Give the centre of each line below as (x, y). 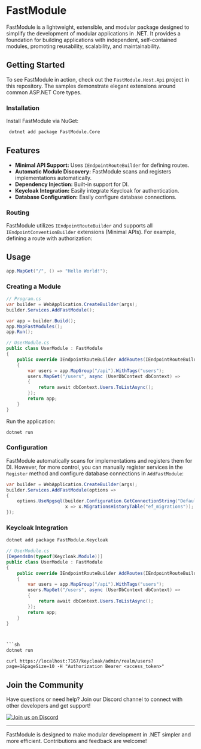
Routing (18, 212)
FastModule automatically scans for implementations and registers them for (99, 460)
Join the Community (45, 685)
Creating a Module (33, 286)
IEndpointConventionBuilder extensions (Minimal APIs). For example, (91, 232)
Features (23, 151)
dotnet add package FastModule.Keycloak (57, 540)
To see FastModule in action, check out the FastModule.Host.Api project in (98, 79)
